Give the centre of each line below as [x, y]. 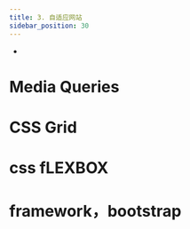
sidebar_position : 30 [49, 26]
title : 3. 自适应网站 [46, 17]
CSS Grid [43, 127]
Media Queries [64, 87]
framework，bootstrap [95, 212]
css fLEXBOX [59, 168]
